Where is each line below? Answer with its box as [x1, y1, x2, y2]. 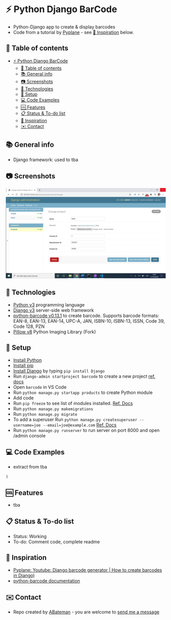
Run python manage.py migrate [13, 411, 78, 417]
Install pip [13, 362, 33, 368]
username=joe [13, 422, 41, 428]
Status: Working [13, 533, 47, 539]
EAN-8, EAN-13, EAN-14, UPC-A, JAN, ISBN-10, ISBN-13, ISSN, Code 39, [13, 318, 165, 324]
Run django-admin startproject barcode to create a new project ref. [13, 373, 156, 379]
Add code [13, 394, 34, 401]
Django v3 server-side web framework [13, 307, 94, 313]
